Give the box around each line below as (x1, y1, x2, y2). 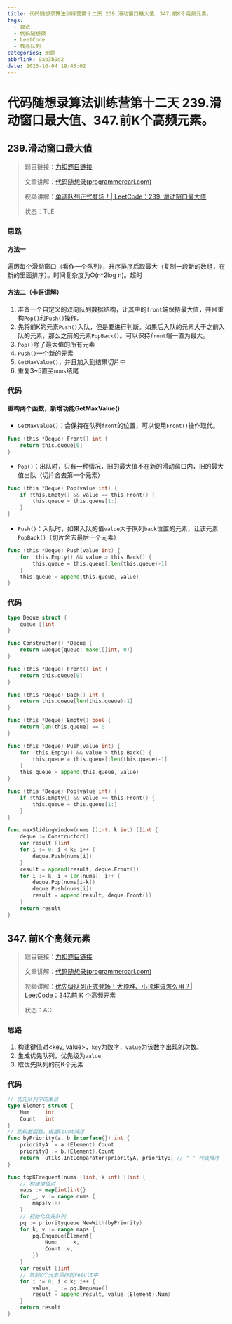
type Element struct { (7, 1102, 74, 1109)
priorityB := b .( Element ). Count (20, 1148, 114, 1155)
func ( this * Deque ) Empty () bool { (7, 717, 111, 724)
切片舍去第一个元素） (41, 471, 104, 479)
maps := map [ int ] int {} (20, 1186, 86, 1193)
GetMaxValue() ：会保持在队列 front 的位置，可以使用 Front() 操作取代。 (17, 422, 219, 430)
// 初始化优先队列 (20, 1212, 67, 1219)
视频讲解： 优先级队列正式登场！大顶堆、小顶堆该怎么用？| (24, 982, 193, 991)
